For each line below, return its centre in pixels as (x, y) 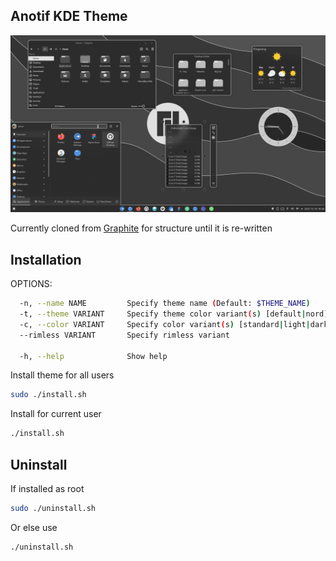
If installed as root (47, 488)
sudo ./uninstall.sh (53, 508)
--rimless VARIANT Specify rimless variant (124, 335)
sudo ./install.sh (48, 395)
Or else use (34, 527)
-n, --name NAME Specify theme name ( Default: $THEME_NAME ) (165, 304)
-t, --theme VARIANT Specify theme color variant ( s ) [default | (163, 314)
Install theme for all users (62, 375)
